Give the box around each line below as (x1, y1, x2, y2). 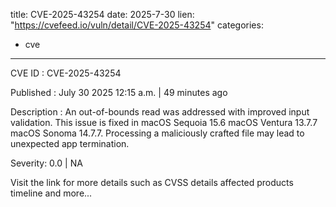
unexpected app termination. (10, 138, 130, 149)
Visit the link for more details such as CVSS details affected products (10, 177, 294, 188)
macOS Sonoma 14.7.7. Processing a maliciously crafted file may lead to (10, 127, 305, 139)
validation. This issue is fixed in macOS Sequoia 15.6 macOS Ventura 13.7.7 (10, 117, 318, 128)
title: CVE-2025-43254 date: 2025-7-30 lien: (10, 9, 195, 20)
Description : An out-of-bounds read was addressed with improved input (10, 106, 310, 118)
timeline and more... (10, 187, 93, 199)
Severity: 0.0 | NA (10, 157, 83, 169)
